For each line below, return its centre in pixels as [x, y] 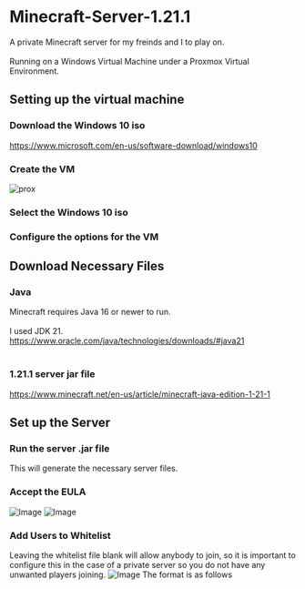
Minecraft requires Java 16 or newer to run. [90, 312]
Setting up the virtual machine [97, 100]
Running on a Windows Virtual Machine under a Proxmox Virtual [130, 61]
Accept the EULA [48, 492]
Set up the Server [60, 423]
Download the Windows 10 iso [77, 126]
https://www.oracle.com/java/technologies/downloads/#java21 [127, 341]
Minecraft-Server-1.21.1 [100, 17]
